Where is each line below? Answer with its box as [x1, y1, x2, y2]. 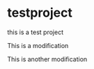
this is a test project [7, 28, 64, 36]
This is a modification [7, 41, 69, 49]
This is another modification [7, 54, 88, 63]
